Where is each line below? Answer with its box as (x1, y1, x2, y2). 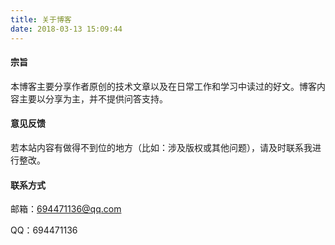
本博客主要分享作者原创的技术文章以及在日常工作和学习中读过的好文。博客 (10, 80, 317, 92)
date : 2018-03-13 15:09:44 (10, 24, 123, 34)
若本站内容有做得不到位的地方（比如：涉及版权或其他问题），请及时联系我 (10, 141, 313, 153)
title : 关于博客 (10, 14, 72, 25)
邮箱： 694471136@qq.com (10, 203, 122, 215)
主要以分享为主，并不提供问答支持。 (18, 92, 168, 105)
